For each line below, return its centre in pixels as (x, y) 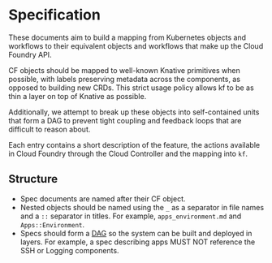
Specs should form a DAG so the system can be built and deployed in (136, 233)
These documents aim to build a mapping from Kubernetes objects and (127, 37)
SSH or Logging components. (69, 250)
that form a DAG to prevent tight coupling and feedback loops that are (125, 120)
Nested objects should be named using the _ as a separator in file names (142, 207)
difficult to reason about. (50, 129)
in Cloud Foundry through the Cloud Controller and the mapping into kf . (128, 153)
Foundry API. (30, 54)
